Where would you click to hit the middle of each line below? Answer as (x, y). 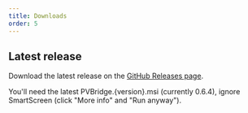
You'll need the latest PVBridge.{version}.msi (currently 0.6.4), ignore (124, 92)
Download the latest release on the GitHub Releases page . (106, 76)
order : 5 (23, 24)
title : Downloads (38, 16)
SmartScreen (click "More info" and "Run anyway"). (95, 100)
